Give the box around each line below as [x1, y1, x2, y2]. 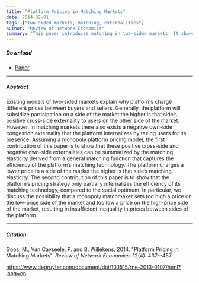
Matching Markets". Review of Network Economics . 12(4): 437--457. [6, 252, 173, 259]
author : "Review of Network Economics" [6, 25, 105, 31]
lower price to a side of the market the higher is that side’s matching [6, 167, 172, 175]
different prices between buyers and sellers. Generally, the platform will [6, 104, 181, 112]
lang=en [6, 270, 27, 277]
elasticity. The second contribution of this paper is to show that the [6, 174, 170, 181]
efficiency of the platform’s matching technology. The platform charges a [6, 161, 184, 168]
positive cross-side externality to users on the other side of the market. [6, 117, 180, 125]
